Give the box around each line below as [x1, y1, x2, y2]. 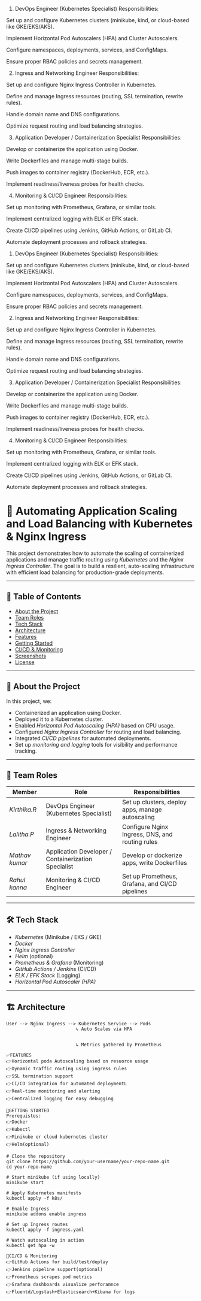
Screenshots [14, 652, 47, 659]
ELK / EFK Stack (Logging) [14, 972, 81, 979]
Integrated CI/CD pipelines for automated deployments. [14, 734, 151, 742]
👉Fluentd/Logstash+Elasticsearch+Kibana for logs [6, 1289, 135, 1295]
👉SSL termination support [6, 1073, 74, 1079]
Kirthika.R [9, 805, 37, 814]
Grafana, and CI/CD [121, 880, 178, 888]
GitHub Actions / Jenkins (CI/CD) [14, 965, 97, 973]
